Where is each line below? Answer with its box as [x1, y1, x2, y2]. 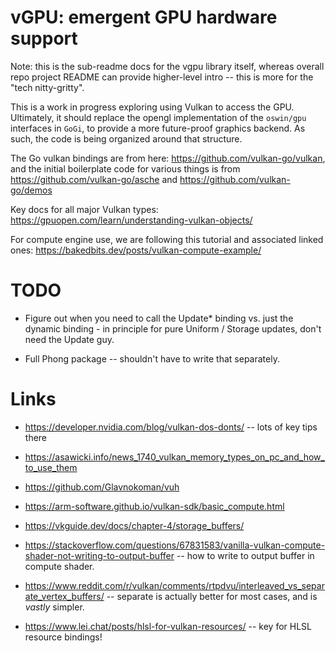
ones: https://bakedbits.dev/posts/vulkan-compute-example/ [10, 244, 262, 256]
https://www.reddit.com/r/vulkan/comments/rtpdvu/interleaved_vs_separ [24, 579, 325, 591]
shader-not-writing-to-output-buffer [24, 549, 175, 561]
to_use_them [24, 461, 78, 473]
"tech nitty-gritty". [10, 81, 85, 93]
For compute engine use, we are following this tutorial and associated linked [10, 233, 324, 245]
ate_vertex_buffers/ [24, 590, 105, 602]
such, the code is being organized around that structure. [10, 132, 243, 145]
